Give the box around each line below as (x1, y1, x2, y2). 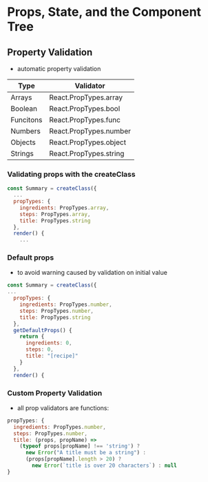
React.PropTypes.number (49, 126, 131, 135)
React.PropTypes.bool (49, 104, 121, 113)
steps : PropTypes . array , (19, 211, 91, 218)
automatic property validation (17, 65, 101, 73)
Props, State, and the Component (7, 4, 202, 20)
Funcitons (10, 115, 43, 124)
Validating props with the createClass (7, 169, 136, 179)
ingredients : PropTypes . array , (19, 204, 110, 211)
